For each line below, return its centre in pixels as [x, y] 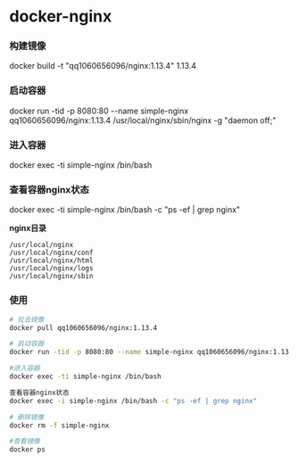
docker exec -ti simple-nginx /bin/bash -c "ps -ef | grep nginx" [125, 210]
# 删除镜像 [27, 417]
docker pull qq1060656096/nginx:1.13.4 [83, 327]
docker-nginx [61, 17]
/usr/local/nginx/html [51, 260]
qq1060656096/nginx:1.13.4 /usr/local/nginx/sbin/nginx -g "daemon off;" [143, 120]
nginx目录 [28, 228]
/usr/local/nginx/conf [51, 253]
